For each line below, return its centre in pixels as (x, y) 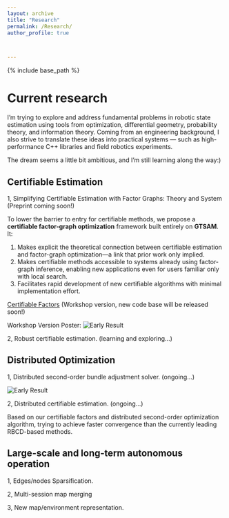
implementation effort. (49, 291)
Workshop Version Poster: (44, 325)
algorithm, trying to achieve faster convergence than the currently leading (112, 424)
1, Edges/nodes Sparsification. (50, 481)
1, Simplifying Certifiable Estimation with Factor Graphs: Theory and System (114, 198)
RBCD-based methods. (40, 431)
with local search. (42, 276)
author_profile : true (38, 33)
